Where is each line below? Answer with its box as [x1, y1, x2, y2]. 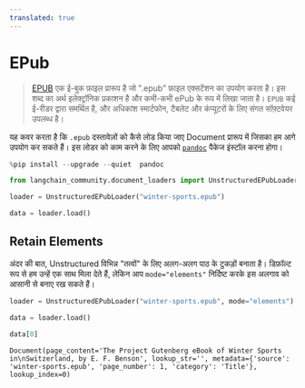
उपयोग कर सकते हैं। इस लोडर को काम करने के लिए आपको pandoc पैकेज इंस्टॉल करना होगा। [9, 142, 283, 153]
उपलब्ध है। [31, 113, 64, 124]
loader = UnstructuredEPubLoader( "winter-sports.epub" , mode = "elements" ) [9, 296, 295, 305]
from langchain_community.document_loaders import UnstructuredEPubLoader [9, 176, 299, 185]
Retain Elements [9, 234, 103, 250]
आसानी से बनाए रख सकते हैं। [9, 278, 95, 289]
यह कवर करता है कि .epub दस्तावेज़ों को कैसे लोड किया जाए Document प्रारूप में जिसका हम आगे [9, 131, 296, 142]
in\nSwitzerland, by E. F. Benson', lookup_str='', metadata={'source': [9, 353, 290, 363]
